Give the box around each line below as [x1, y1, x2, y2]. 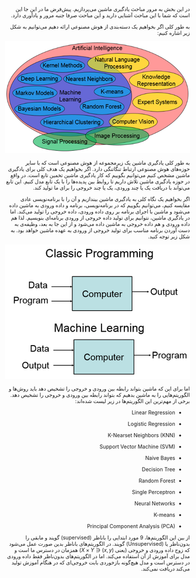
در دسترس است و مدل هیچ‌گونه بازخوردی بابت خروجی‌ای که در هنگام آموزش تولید [11, 559, 190, 566]
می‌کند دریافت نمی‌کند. [141, 565, 190, 572]
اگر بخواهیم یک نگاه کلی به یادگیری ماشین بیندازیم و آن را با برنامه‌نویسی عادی [20, 195, 190, 202]
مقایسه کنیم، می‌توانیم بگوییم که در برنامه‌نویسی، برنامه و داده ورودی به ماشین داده [9, 202, 190, 209]
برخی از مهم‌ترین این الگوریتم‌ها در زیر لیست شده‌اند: [75, 398, 190, 405]
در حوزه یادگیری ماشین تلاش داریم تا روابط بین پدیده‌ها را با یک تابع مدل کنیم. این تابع [6, 178, 190, 185]
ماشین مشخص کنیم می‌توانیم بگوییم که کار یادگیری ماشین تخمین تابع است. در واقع [10, 172, 190, 179]
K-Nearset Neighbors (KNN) [107, 432, 175, 439]
